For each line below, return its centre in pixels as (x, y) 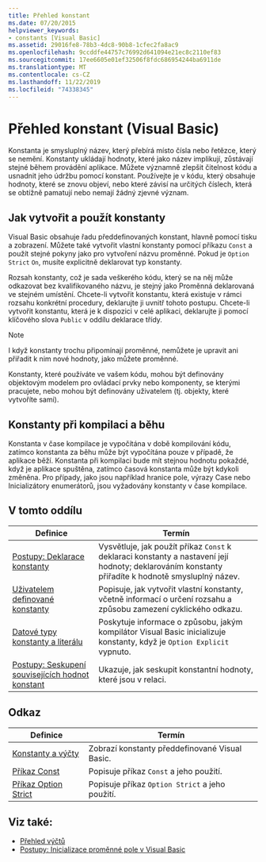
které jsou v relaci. (133, 679)
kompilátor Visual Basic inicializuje (162, 632)
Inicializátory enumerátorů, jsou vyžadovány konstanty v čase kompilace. (128, 486)
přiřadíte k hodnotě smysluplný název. (169, 576)
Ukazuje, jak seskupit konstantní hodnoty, (176, 669)
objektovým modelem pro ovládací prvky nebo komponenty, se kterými (124, 383)
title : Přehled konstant (49, 15)
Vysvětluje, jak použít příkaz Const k (165, 546)
